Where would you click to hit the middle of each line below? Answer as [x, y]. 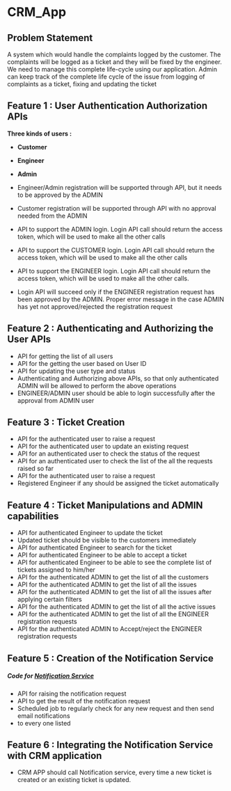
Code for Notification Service [50, 676]
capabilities [33, 516]
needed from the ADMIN [53, 216]
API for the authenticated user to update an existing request [103, 447]
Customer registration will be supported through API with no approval [117, 208]
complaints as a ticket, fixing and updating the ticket [82, 84]
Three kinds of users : [39, 134]
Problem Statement [50, 38]
